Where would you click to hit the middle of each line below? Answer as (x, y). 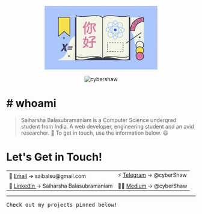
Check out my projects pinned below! (62, 205)
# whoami (31, 103)
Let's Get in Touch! (54, 157)
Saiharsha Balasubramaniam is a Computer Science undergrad (98, 120)
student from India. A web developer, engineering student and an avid (107, 126)
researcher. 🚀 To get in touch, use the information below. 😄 (95, 133)
